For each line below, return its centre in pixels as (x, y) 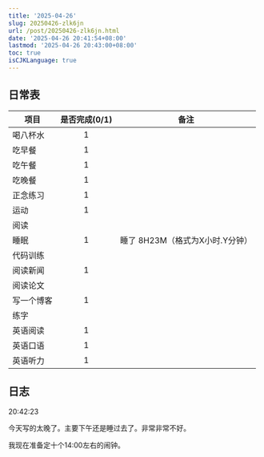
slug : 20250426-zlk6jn (46, 23)
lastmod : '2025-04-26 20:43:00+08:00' (73, 46)
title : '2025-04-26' (43, 16)
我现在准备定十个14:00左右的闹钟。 (67, 445)
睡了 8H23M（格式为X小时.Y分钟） (186, 240)
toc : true (25, 53)
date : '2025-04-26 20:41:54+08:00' (68, 38)
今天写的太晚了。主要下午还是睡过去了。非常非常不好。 (99, 428)
